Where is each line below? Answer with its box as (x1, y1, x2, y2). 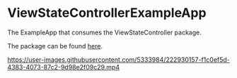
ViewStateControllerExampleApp (7, 5, 207, 21)
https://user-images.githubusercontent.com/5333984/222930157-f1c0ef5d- (7, 55, 230, 64)
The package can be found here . (7, 41, 103, 50)
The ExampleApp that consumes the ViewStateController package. (7, 28, 202, 37)
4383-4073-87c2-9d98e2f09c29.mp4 (7, 63, 120, 71)
